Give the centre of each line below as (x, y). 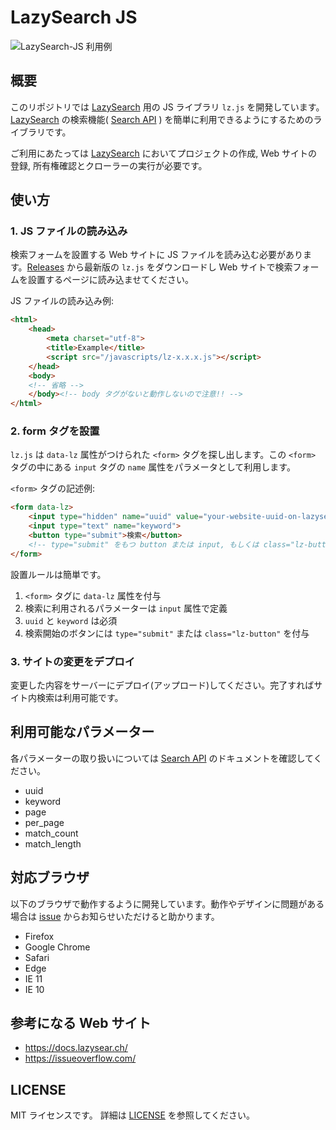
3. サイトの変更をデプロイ (73, 661)
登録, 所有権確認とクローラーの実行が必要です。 (109, 165)
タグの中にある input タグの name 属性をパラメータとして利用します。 (153, 467)
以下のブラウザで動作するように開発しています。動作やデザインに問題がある (167, 903)
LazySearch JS (74, 17)
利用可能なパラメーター (82, 732)
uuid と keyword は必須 (71, 620)
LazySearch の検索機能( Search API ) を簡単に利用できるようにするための (162, 119)
